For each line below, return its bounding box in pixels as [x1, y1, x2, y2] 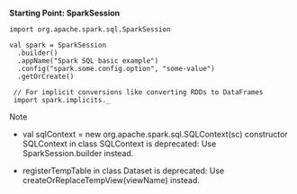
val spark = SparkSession [9, 40, 106, 49]
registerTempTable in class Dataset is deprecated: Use [22, 165, 225, 176]
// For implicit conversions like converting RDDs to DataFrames [13, 88, 264, 97]
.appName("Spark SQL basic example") [17, 57, 159, 66]
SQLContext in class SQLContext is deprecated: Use [22, 138, 217, 149]
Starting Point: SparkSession [9, 8, 121, 18]
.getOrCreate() [17, 72, 75, 81]
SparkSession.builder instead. [22, 148, 134, 158]
